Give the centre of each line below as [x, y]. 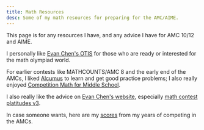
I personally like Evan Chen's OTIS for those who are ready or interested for [101, 53]
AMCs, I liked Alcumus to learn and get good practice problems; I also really [102, 78]
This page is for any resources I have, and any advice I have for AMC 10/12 [100, 35]
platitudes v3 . [24, 103]
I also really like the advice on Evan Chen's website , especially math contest [102, 96]
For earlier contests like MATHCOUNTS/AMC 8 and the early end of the [96, 71]
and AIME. [19, 42]
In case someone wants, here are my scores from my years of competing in [101, 115]
